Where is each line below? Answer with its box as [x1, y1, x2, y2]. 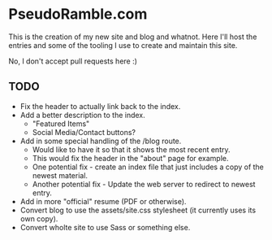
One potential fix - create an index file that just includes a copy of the [32, 162, 264, 172]
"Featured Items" [32, 119, 90, 129]
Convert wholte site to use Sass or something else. [19, 222, 191, 232]
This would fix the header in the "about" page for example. [32, 153, 229, 163]
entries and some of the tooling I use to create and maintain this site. [8, 40, 238, 50]
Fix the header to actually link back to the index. [19, 101, 181, 111]
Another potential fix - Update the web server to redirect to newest [32, 179, 256, 189]
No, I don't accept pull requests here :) [8, 56, 138, 66]
